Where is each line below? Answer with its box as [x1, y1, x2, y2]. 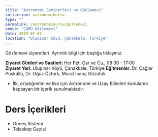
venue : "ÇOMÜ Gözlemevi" [5, 26, 58, 32]
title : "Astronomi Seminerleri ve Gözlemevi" [5, 7, 103, 13]
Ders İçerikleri [5, 104, 66, 115]
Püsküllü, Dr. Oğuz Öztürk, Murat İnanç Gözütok [5, 70, 106, 76]
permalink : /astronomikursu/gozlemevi [5, 21, 87, 27]
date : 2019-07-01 [5, 31, 42, 36]
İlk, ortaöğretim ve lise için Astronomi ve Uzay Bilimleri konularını [12, 80, 148, 87]
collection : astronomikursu [5, 12, 65, 17]
